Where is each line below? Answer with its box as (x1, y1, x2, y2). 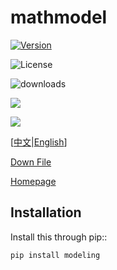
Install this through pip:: (10, 231, 108, 243)
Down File (10, 156, 52, 168)
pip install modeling (10, 250, 101, 260)
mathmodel (10, 6, 108, 29)
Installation (10, 204, 82, 221)
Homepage (10, 175, 57, 187)
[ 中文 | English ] (10, 136, 68, 148)
